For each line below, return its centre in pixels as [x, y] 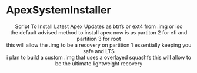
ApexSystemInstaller [59, 10]
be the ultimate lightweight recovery [99, 63]
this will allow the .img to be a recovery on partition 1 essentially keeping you [99, 45]
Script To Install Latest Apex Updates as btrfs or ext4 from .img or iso [99, 26]
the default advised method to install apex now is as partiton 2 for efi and [99, 32]
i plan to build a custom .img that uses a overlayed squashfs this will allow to [99, 57]
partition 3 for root [99, 39]
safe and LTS [99, 51]
